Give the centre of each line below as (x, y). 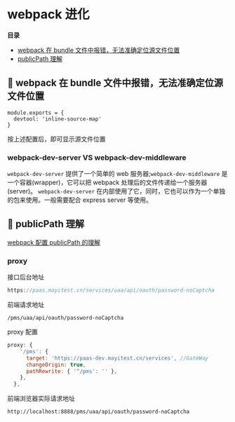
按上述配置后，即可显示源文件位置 (56, 139)
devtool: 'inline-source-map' (58, 119)
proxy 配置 (23, 332)
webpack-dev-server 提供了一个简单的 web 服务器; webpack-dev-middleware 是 (117, 174)
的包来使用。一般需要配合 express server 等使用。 (80, 200)
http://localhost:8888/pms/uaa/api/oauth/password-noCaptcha (99, 412)
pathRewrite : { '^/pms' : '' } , (72, 371)
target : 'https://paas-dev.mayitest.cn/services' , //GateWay (117, 358)
